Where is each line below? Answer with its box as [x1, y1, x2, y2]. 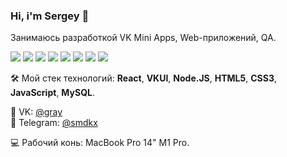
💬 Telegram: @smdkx [10, 117, 98, 129]
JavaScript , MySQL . [10, 87, 95, 99]
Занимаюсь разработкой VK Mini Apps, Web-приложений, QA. [10, 32, 277, 44]
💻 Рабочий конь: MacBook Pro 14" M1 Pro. [10, 137, 190, 149]
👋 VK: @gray [10, 106, 63, 118]
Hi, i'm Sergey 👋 [10, 9, 90, 23]
